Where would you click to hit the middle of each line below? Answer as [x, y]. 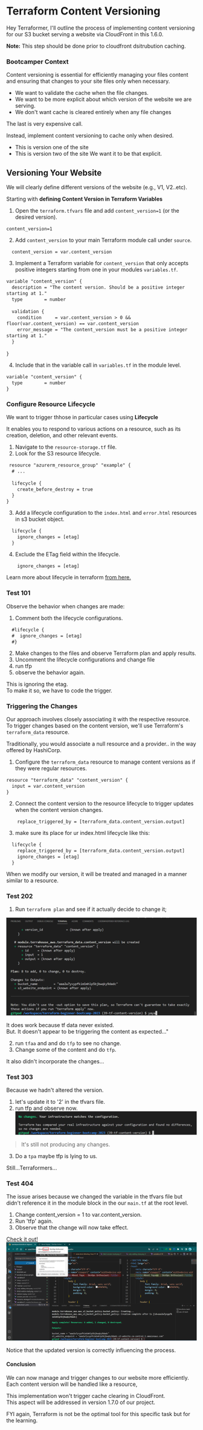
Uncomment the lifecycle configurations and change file [85, 659]
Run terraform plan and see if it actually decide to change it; [91, 909]
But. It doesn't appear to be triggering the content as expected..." [88, 1031]
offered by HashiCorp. [34, 750]
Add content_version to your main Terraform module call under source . [103, 240]
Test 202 [20, 896]
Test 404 [20, 1184]
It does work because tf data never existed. [60, 1025]
